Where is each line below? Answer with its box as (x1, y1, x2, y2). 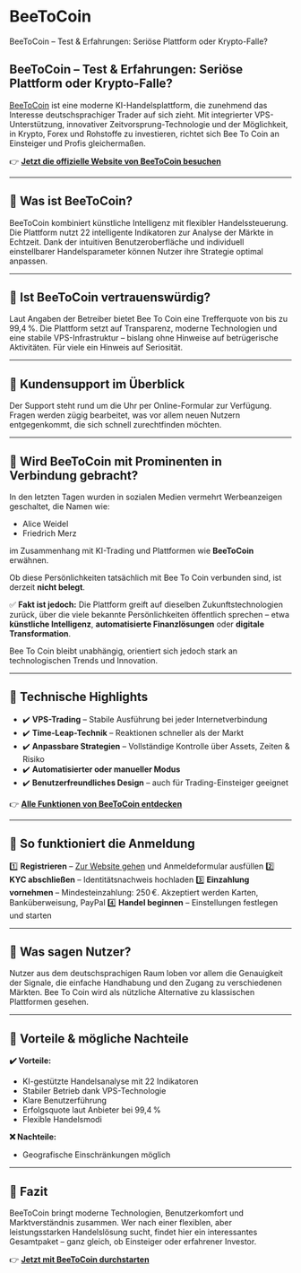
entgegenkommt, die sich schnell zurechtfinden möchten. (9, 420, 222, 430)
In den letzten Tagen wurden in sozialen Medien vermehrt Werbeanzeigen (9, 491, 282, 502)
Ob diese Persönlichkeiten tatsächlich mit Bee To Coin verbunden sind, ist (9, 572, 282, 583)
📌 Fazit (9, 1183, 48, 1199)
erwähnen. (9, 555, 49, 566)
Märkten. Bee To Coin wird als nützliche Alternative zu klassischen (9, 987, 255, 998)
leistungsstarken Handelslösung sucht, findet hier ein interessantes (9, 1226, 258, 1238)
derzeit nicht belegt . (9, 582, 85, 593)
